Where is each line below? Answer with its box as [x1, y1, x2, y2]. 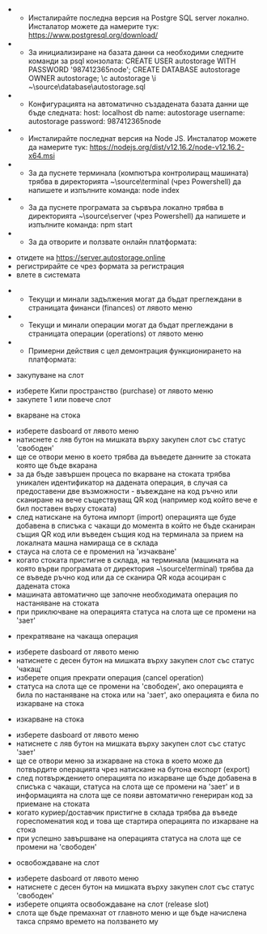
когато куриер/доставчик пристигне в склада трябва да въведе [15, 808, 238, 817]
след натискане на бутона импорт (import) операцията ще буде [15, 512, 236, 521]
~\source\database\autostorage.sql [28, 82, 146, 92]
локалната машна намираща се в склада [15, 538, 159, 547]
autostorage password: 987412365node [28, 117, 162, 126]
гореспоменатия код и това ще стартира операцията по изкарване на [15, 816, 259, 825]
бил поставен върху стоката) [15, 503, 117, 513]
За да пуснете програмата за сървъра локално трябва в [28, 203, 224, 212]
